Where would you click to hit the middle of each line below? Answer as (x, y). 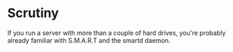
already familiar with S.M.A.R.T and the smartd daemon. (89, 40)
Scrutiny (33, 13)
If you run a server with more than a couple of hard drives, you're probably (116, 33)
